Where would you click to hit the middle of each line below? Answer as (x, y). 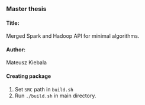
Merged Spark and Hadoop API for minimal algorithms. (73, 36)
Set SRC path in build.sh (44, 89)
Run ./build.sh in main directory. (55, 96)
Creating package (29, 76)
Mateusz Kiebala (27, 63)
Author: (16, 50)
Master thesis (26, 9)
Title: (13, 23)
